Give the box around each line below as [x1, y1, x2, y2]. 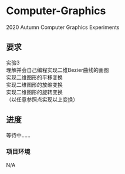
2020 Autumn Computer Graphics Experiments [6, 24, 120, 31]
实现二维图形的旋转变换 [6, 88, 63, 96]
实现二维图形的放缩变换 [6, 81, 63, 88]
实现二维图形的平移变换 [6, 74, 63, 81]
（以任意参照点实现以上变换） [6, 96, 78, 103]
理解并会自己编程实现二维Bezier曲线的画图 [6, 66, 109, 73]
